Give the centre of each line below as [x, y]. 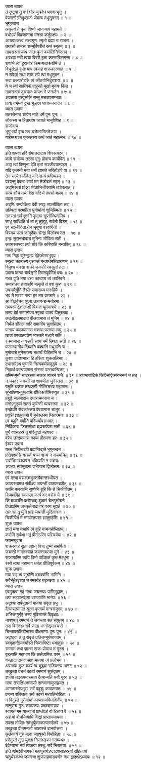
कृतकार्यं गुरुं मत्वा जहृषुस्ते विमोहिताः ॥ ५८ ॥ [40, 734]
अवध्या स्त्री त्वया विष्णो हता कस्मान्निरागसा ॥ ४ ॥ [44, 57]
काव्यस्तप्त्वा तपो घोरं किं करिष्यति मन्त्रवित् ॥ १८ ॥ [45, 244]
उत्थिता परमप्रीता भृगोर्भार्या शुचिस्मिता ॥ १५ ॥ [41, 210]
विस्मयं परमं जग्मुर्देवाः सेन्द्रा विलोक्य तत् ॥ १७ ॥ [43, 233]
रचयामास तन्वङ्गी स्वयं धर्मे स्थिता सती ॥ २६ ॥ [43, 341]
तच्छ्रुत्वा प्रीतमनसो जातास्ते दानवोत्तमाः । [36, 728]
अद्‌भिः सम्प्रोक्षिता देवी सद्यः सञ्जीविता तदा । [40, 204]
